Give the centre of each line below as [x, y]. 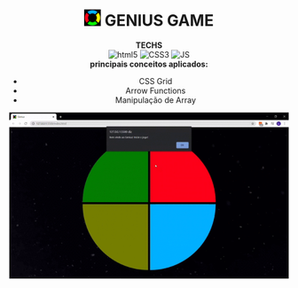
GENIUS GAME [159, 21]
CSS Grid [156, 81]
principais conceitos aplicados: [149, 64]
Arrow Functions [156, 90]
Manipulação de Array [156, 100]
